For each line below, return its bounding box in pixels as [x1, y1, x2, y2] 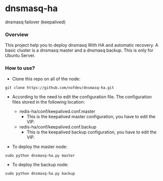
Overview [5, 31, 29, 38]
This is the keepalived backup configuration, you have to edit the [26, 129, 157, 135]
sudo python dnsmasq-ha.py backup [5, 171, 75, 176]
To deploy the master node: [12, 144, 68, 149]
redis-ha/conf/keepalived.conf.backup [19, 124, 96, 129]
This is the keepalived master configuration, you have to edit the [26, 113, 156, 119]
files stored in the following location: [12, 99, 85, 105]
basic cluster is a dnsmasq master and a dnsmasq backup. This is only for [5, 47, 154, 54]
